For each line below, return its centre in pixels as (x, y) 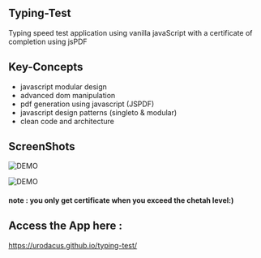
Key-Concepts (46, 67)
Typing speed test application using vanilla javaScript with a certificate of (130, 32)
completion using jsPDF (48, 41)
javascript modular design (64, 86)
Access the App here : (66, 226)
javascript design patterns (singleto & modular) (98, 112)
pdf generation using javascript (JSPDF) (87, 104)
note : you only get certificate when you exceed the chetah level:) (121, 200)
